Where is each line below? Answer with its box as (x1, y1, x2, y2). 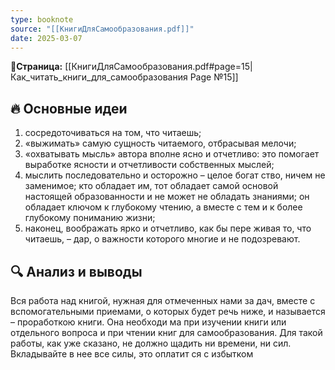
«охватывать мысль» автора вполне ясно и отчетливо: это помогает (24, 148, 320, 160)
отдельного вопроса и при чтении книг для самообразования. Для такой (10, 327, 323, 338)
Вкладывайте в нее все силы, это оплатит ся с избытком (10, 348, 254, 360)
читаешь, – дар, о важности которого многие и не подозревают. (24, 233, 301, 245)
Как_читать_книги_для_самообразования (10, 71, 188, 83)
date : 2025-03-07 (10, 33, 83, 43)
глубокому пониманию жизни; (24, 212, 156, 224)
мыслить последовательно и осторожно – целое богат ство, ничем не (24, 169, 326, 181)
